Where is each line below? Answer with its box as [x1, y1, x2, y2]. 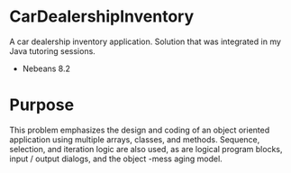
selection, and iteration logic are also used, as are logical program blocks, [9, 143, 283, 154]
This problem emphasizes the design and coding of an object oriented [9, 124, 270, 135]
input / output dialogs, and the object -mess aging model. [9, 153, 223, 164]
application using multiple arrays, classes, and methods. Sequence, [9, 133, 260, 145]
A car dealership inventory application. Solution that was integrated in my [9, 36, 282, 47]
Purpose [9, 95, 75, 115]
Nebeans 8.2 [22, 63, 70, 74]
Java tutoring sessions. [9, 45, 96, 56]
